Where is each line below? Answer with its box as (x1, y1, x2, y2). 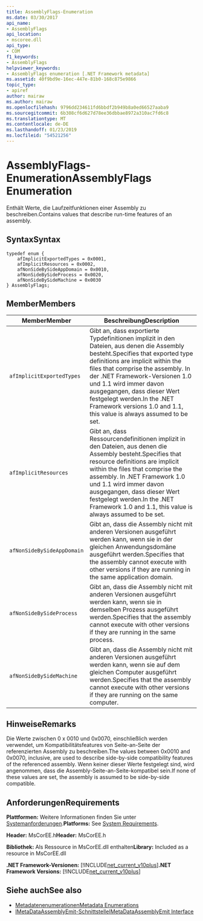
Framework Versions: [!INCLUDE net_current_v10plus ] (6, 868, 141, 875)
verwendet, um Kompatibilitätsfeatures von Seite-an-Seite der (6, 742, 161, 749)
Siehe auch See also (6, 885, 82, 896)
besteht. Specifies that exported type (89, 349, 193, 358)
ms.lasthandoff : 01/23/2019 (6, 127, 77, 133)
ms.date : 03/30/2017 (6, 15, 59, 21)
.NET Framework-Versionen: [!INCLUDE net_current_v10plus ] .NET (6, 862, 172, 869)
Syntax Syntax (6, 234, 61, 245)
